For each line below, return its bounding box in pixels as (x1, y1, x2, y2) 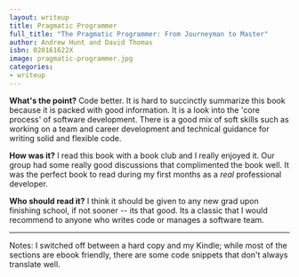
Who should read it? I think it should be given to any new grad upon (9, 195, 260, 206)
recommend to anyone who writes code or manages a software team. (9, 214, 264, 225)
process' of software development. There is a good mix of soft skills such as (9, 114, 289, 124)
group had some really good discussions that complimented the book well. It (9, 159, 289, 170)
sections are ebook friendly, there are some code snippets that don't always (9, 249, 288, 260)
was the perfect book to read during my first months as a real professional (9, 169, 282, 179)
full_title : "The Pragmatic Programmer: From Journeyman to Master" (9, 29, 269, 38)
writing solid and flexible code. (9, 132, 122, 143)
